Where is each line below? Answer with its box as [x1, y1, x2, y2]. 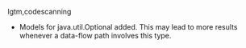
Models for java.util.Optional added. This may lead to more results [19, 22, 238, 31]
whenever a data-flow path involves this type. [19, 31, 172, 40]
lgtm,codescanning [7, 7, 72, 16]
